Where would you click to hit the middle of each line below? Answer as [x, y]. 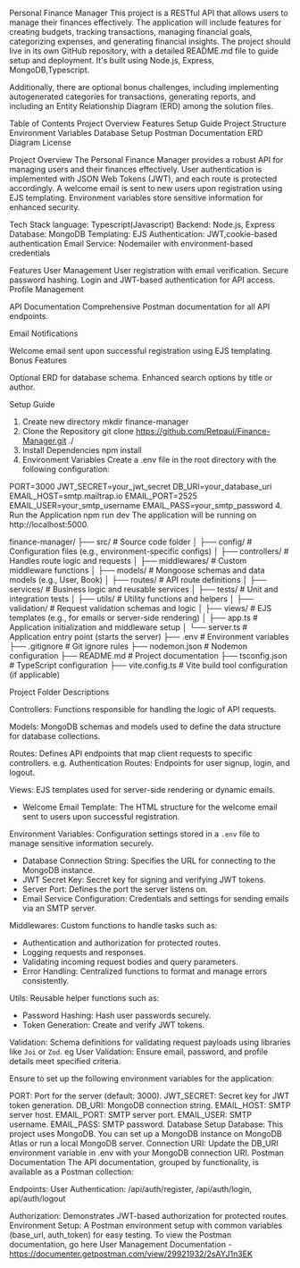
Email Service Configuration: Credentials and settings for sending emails [155, 899]
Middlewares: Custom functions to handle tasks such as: [113, 925]
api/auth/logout [37, 1198]
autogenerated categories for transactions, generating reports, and [133, 97]
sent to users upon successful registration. [101, 816]
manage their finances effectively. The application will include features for [146, 22]
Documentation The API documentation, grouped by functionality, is [134, 1162]
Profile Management [47, 289]
